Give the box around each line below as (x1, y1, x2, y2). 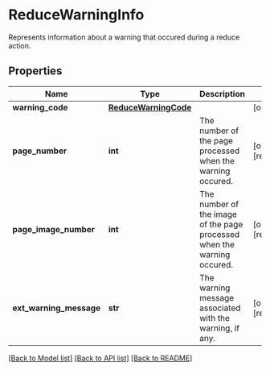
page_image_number (12, 223, 95, 235)
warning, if (199, 322, 239, 334)
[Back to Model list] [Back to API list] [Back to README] (8, 353, 193, 363)
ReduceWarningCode (108, 102, 192, 113)
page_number (12, 145, 67, 156)
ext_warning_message (12, 302, 101, 314)
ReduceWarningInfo (8, 6, 145, 24)
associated (199, 302, 241, 314)
